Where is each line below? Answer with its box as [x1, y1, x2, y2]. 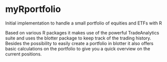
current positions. [5, 51, 42, 57]
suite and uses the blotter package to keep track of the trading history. [5, 35, 151, 41]
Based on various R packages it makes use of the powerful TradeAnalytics [5, 29, 159, 35]
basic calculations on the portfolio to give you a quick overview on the [5, 45, 150, 51]
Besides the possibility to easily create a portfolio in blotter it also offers [5, 40, 154, 46]
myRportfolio [5, 3, 61, 15]
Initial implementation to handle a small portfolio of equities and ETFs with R [5, 20, 162, 26]
